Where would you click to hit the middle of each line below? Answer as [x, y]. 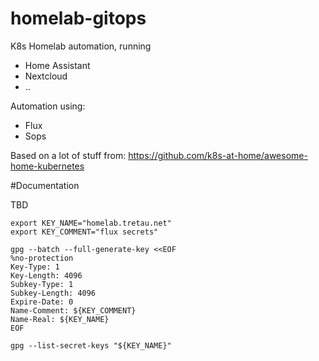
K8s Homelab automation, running [81, 46]
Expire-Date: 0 [42, 302]
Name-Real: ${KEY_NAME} [60, 319]
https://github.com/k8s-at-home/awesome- [218, 155]
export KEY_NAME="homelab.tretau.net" [91, 223]
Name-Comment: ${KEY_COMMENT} [73, 310]
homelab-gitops [78, 18]
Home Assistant [57, 65]
